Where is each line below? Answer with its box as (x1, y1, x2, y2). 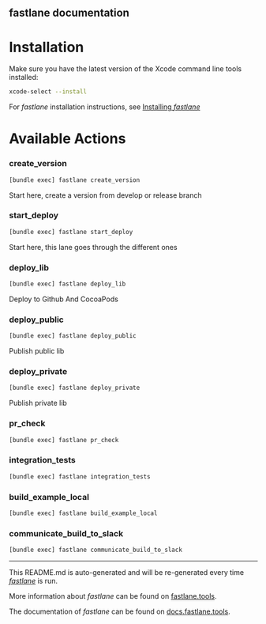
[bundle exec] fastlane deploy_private (9, 384, 140, 392)
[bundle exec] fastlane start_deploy (9, 228, 133, 236)
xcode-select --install (9, 88, 88, 96)
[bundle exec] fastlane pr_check (9, 436, 119, 444)
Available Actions (9, 130, 126, 148)
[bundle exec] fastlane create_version (9, 176, 140, 184)
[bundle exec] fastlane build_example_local (9, 509, 158, 517)
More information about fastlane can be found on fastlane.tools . (9, 591, 217, 600)
